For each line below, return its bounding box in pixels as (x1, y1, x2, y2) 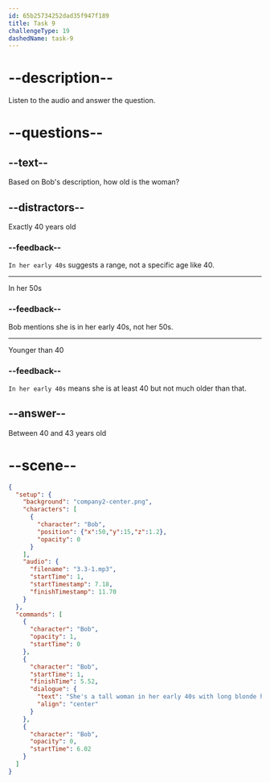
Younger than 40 (8, 345, 64, 354)
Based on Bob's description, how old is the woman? (8, 177, 180, 187)
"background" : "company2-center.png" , (22, 498, 153, 506)
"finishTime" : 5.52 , (29, 677, 99, 686)
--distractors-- (8, 201, 85, 214)
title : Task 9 (8, 19, 56, 27)
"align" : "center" (37, 700, 99, 709)
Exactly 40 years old (8, 222, 76, 231)
